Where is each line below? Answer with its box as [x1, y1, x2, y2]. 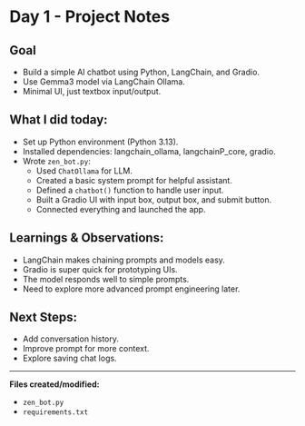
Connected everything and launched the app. [35, 203, 206, 214]
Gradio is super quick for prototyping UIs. [22, 263, 179, 274]
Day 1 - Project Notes [9, 6, 171, 27]
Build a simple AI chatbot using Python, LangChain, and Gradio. [22, 66, 261, 77]
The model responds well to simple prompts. [22, 273, 190, 284]
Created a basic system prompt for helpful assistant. [35, 174, 233, 185]
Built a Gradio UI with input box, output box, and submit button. [35, 193, 272, 205]
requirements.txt [22, 408, 89, 417]
